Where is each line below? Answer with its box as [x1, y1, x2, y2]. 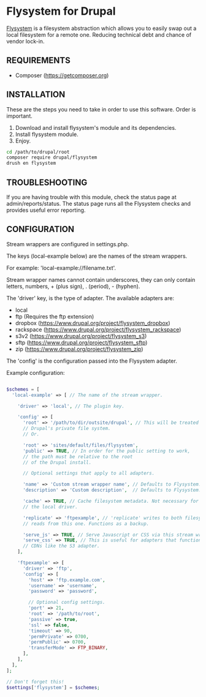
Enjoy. [15, 137, 31, 145]
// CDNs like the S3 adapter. [22, 543, 100, 549]
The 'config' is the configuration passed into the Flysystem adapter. [6, 357, 178, 364]
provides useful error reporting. [6, 206, 86, 214]
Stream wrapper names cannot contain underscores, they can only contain [6, 276, 196, 283]
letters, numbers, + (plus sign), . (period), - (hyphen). [6, 282, 140, 290]
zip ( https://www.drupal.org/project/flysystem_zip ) [15, 345, 143, 353]
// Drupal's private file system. [22, 426, 112, 432]
